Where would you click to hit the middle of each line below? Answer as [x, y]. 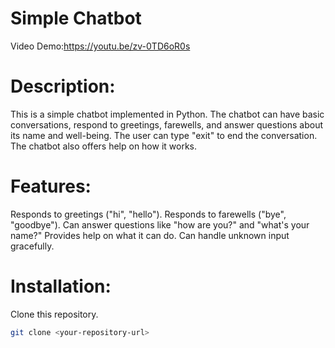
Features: [51, 186]
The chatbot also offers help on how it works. [104, 146]
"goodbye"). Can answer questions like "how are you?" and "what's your [160, 224]
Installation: [61, 286]
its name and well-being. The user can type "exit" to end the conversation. [164, 135]
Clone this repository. [54, 314]
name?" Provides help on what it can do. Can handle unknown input [150, 235]
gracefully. [32, 246]
